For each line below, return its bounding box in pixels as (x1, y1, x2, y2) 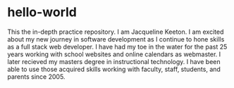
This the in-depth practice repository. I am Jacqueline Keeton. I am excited (7, 27, 224, 36)
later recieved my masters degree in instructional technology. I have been (7, 57, 221, 65)
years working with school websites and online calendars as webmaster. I (7, 50, 221, 58)
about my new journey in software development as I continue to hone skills (7, 34, 225, 43)
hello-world (7, 4, 78, 20)
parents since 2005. (7, 72, 66, 81)
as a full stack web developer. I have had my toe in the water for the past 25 (7, 42, 228, 51)
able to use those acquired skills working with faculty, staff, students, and (7, 65, 221, 73)
